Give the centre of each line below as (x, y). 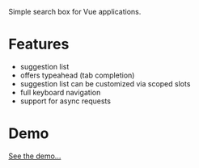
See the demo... (35, 156)
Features (39, 44)
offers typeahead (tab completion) (77, 75)
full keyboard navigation (60, 92)
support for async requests (66, 101)
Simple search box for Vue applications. (75, 12)
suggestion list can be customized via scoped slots (105, 83)
